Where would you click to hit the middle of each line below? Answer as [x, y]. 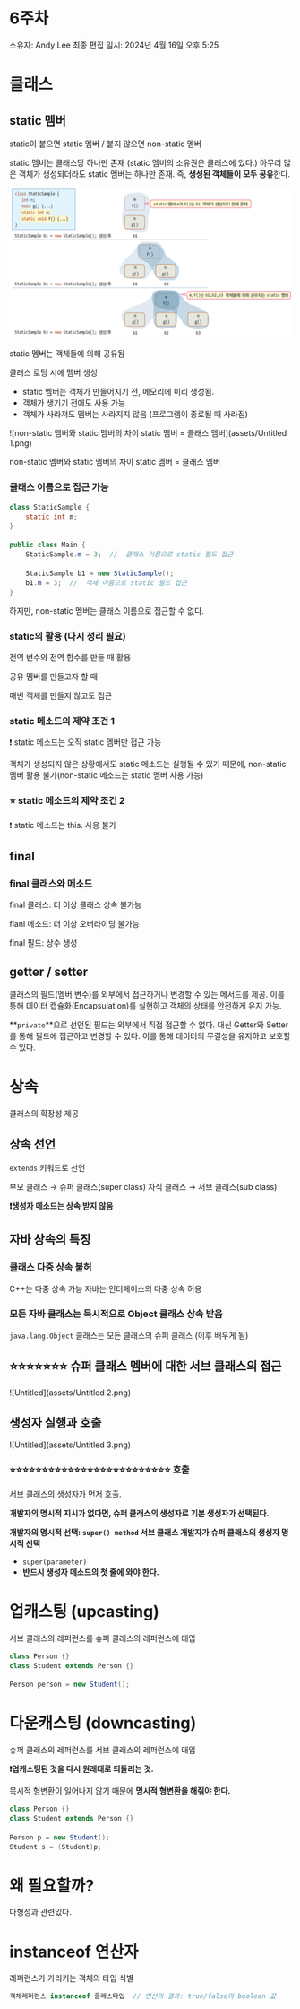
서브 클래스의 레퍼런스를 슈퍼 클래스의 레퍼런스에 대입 [103, 1638]
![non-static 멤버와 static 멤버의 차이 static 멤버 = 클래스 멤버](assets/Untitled [148, 432]
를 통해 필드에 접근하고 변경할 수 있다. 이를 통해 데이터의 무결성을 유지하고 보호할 [150, 1036]
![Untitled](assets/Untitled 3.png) [70, 1445]
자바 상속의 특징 [50, 1240]
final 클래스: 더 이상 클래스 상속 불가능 [76, 905]
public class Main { [48, 545]
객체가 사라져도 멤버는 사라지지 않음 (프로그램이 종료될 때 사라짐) [135, 414]
